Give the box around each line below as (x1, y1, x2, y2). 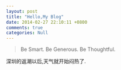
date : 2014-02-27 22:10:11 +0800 (6, 19, 88, 25)
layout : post (6, 8, 38, 14)
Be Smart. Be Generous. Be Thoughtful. (20, 46, 116, 53)
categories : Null (6, 30, 49, 36)
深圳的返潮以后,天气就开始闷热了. (6, 58, 87, 65)
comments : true (6, 24, 43, 31)
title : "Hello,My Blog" (6, 14, 64, 20)
